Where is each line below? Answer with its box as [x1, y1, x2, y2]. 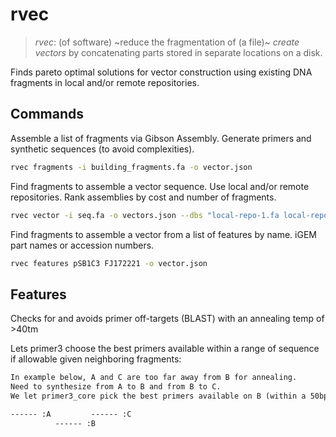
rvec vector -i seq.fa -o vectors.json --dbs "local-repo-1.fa [10, 210, 280, 220]
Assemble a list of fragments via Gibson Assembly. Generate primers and [10, 132, 312, 144]
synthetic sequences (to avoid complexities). [10, 143, 195, 155]
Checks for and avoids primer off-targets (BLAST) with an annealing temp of [10, 313, 325, 325]
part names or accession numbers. [10, 239, 155, 251]
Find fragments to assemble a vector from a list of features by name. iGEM [10, 228, 317, 240]
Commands [10, 106, 85, 123]
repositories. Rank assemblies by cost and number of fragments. [10, 191, 277, 203]
